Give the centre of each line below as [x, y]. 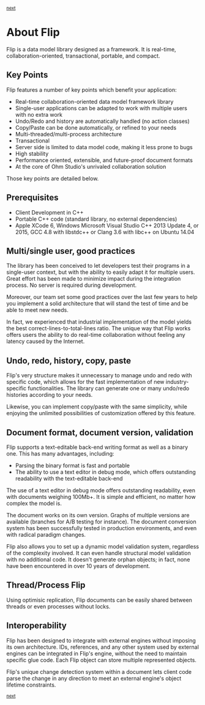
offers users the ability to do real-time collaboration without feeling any [96, 335]
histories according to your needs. [50, 395]
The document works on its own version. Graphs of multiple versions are [98, 515]
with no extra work [39, 114]
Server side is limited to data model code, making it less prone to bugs [104, 147]
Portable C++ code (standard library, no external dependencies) [96, 219]
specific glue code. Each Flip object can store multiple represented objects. [102, 660]
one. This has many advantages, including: [60, 454]
